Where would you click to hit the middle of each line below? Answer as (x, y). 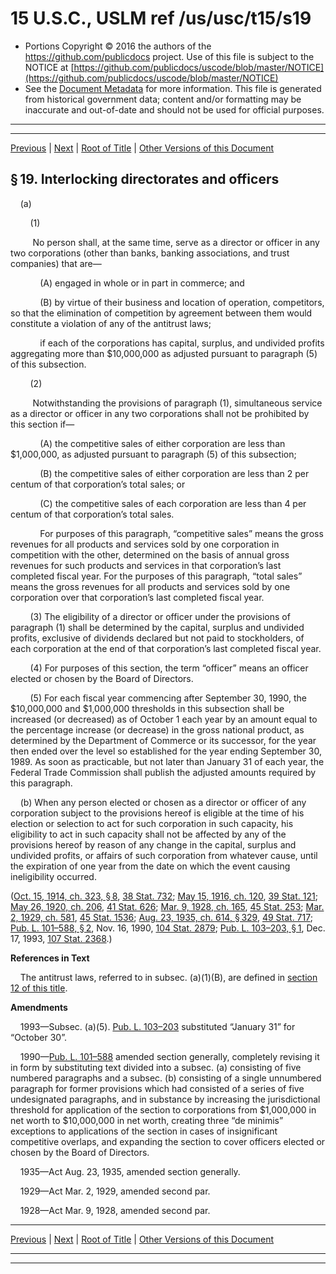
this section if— (42, 424)
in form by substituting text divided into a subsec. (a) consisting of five (156, 1067)
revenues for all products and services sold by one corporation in (145, 544)
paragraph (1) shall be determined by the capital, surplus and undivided (157, 627)
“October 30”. (38, 1037)
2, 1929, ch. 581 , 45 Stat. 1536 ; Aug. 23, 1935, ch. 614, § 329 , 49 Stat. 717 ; (161, 917)
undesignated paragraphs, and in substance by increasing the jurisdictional (165, 1099)
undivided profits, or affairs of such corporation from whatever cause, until (164, 855)
